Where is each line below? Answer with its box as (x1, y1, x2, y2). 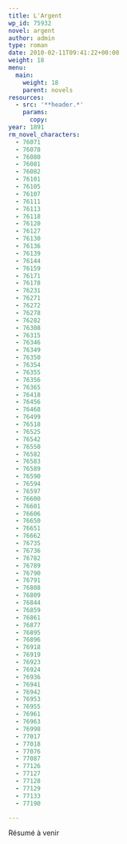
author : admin (8, 34, 56, 42)
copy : (29, 116, 48, 124)
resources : (8, 94, 45, 102)
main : (15, 71, 34, 79)
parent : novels (22, 86, 73, 94)
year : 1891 (8, 123, 45, 131)
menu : (8, 64, 26, 72)
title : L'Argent (8, 11, 62, 20)
